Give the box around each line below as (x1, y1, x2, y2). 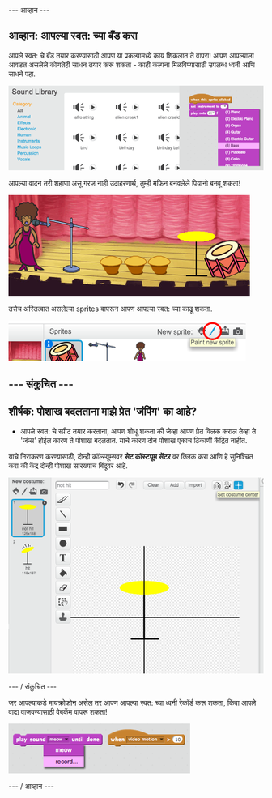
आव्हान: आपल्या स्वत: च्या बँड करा (8, 29, 138, 43)
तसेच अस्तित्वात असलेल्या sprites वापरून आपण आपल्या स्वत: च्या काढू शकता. (8, 304, 213, 314)
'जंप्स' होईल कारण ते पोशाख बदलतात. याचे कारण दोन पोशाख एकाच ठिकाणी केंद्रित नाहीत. (19, 435, 248, 445)
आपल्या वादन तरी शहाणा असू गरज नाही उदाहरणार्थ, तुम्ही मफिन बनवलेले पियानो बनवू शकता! (8, 178, 241, 188)
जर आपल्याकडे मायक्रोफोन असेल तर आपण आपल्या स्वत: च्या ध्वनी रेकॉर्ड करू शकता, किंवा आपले (8, 698, 257, 708)
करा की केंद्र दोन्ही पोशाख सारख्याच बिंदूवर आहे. (8, 460, 128, 471)
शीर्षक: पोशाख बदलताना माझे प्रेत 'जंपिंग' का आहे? (8, 405, 197, 419)
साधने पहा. (8, 69, 36, 79)
